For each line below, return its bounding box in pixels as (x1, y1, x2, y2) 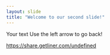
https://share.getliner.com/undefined (6, 42, 96, 49)
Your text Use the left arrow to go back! (6, 30, 103, 37)
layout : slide (6, 8, 42, 15)
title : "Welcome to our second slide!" (6, 14, 105, 20)
